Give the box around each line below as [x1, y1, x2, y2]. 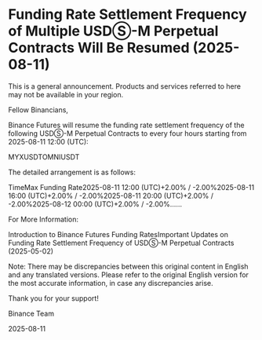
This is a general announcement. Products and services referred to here [8, 81, 242, 91]
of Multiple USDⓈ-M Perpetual [8, 22, 219, 40]
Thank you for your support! [8, 293, 100, 303]
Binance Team [8, 309, 55, 318]
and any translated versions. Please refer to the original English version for [8, 269, 249, 280]
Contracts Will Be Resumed [8, 39, 190, 57]
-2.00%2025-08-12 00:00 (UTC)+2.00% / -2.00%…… [8, 199, 183, 209]
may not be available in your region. [8, 90, 124, 99]
